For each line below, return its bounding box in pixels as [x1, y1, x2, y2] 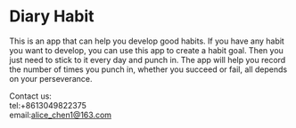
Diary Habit [9, 6, 95, 27]
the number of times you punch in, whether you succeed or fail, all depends [9, 64, 288, 75]
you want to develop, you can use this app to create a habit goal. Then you [9, 44, 284, 55]
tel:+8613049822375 [9, 100, 87, 110]
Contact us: [9, 91, 52, 101]
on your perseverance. [9, 73, 93, 84]
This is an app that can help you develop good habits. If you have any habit [9, 36, 285, 46]
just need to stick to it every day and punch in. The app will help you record [9, 54, 286, 65]
